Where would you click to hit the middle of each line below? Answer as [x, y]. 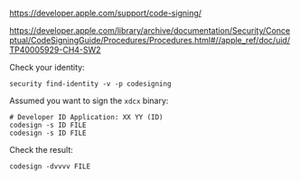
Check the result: [42, 150]
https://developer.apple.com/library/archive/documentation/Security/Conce [150, 30]
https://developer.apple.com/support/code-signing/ [105, 13]
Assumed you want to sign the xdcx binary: [89, 100]
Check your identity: [47, 67]
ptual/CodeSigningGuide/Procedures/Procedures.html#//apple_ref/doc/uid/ [150, 40]
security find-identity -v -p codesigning [90, 84]
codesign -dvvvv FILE [50, 166]
